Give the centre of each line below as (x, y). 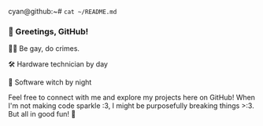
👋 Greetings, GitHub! (48, 31)
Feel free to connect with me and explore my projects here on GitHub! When (132, 98)
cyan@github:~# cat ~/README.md (63, 11)
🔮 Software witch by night (50, 82)
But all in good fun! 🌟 (42, 114)
